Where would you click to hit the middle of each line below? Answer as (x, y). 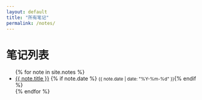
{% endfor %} (32, 92)
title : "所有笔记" (28, 18)
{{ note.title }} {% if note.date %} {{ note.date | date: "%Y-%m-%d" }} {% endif (106, 79)
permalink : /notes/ (31, 23)
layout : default (27, 12)
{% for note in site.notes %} (50, 72)
